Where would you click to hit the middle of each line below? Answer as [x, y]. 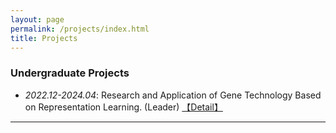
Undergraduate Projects [70, 73]
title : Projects [44, 38]
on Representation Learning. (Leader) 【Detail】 [123, 107]
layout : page [37, 19]
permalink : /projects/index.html [80, 29]
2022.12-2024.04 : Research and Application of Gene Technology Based [173, 95]
